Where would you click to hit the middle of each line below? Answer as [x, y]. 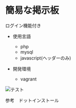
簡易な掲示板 [32, 10]
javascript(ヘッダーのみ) [46, 58]
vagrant [28, 79]
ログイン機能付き [23, 25]
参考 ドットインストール [32, 100]
